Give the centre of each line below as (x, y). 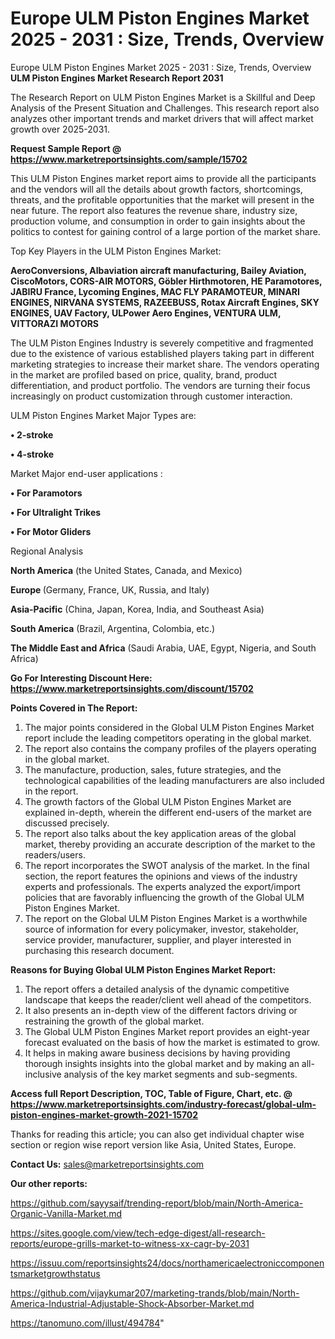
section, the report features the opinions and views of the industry (161, 876)
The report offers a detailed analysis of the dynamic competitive (157, 989)
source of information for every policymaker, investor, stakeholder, (161, 929)
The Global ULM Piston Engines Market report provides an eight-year (167, 1031)
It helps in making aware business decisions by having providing (157, 1053)
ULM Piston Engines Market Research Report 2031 (117, 78)
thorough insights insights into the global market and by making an (162, 1063)
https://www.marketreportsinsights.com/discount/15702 (132, 688)
